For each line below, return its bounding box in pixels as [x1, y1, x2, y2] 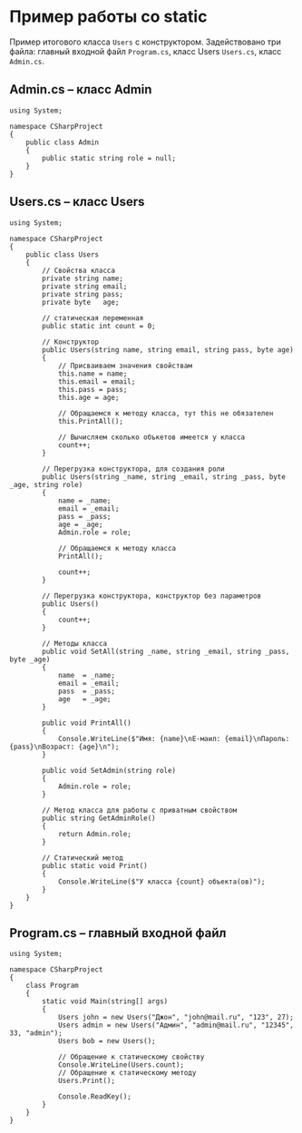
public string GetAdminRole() [42, 814, 156, 823]
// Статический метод [42, 853, 124, 863]
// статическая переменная [42, 313, 144, 323]
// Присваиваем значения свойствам [57, 361, 193, 370]
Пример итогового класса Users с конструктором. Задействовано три [9, 36, 281, 47]
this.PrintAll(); [57, 416, 124, 425]
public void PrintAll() [42, 718, 132, 728]
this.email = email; [57, 376, 136, 386]
